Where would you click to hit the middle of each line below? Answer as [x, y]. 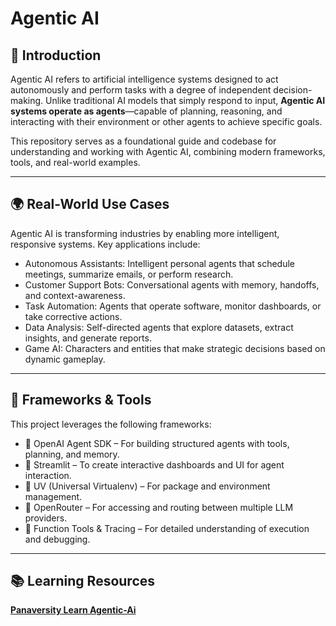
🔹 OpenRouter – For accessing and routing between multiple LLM [159, 507]
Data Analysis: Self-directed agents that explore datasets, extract [159, 327]
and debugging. [57, 539]
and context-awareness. [75, 295]
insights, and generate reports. [88, 338]
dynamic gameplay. [65, 359]
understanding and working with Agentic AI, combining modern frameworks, [168, 151]
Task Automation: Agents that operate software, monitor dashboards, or [173, 306]
